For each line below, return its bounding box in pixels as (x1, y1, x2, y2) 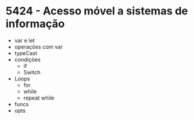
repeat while (23, 94, 55, 101)
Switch (23, 68, 41, 76)
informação (5, 17, 65, 31)
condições (14, 56, 41, 63)
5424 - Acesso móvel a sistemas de (5, 4, 188, 18)
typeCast (14, 49, 37, 56)
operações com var (14, 43, 63, 50)
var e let (14, 37, 35, 44)
